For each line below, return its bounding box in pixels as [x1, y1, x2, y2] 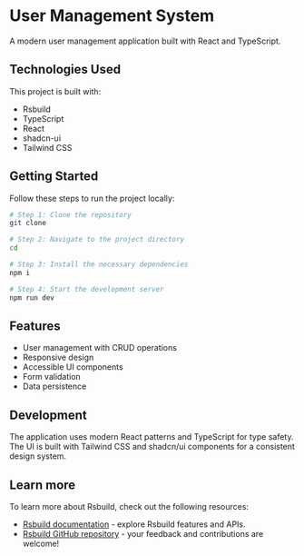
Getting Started [9, 169, 99, 184]
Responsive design [22, 352, 94, 363]
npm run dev [9, 293, 54, 303]
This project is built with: [9, 85, 102, 96]
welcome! [22, 538, 60, 549]
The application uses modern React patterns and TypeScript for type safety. [9, 432, 294, 442]
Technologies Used [9, 62, 121, 77]
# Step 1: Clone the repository [9, 210, 132, 219]
